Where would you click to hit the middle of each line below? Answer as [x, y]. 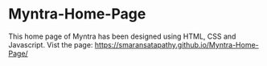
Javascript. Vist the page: [51, 44]
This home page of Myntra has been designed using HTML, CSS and [122, 36]
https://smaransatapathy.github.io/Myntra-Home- [177, 44]
